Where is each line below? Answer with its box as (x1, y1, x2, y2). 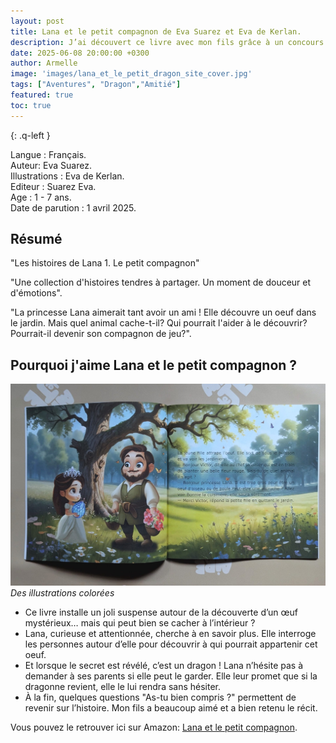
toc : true (10, 100, 52, 110)
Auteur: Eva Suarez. (10, 159, 92, 171)
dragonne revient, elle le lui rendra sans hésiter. (24, 680, 222, 692)
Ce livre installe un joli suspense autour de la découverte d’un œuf (24, 606, 299, 618)
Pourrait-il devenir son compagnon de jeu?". (10, 328, 192, 340)
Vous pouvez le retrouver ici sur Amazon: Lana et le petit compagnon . (10, 721, 298, 733)
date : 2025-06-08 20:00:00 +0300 (10, 48, 150, 58)
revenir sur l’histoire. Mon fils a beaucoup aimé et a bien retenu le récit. (24, 701, 318, 714)
